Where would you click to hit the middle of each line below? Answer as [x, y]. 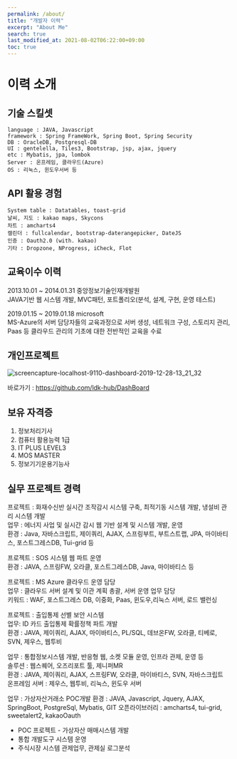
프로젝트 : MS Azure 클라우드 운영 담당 [62, 582]
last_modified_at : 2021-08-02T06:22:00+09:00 [76, 41]
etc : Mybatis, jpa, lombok [49, 155]
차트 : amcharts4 [31, 225]
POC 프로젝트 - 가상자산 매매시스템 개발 [73, 730]
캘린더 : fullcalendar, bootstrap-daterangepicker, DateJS [94, 233]
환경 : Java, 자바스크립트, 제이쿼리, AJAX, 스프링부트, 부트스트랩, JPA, [106, 534]
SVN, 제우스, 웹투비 [35, 641]
